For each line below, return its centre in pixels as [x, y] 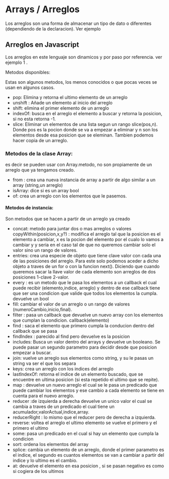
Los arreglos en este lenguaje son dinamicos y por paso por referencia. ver [84, 57]
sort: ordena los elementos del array [50, 444]
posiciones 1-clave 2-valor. [41, 277]
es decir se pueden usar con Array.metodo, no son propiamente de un [79, 165]
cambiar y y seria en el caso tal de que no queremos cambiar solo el [84, 245]
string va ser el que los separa [44, 363]
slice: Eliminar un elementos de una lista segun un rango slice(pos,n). [85, 124]
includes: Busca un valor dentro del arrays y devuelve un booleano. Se [87, 342]
